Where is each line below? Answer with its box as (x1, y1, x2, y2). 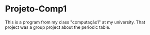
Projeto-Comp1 (5, 3, 67, 14)
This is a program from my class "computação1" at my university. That (5, 19, 146, 25)
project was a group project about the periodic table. (5, 24, 111, 30)
